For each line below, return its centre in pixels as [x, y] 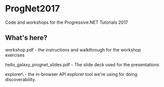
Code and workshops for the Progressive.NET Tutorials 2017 [67, 22]
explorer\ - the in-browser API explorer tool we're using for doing [71, 74]
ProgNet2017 [33, 9]
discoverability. [20, 79]
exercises [15, 55]
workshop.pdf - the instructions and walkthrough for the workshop [73, 49]
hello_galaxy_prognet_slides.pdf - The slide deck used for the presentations [82, 64]
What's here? [26, 38]
